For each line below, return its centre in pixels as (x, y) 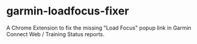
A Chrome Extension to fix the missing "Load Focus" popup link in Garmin (99, 28)
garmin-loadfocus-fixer (68, 11)
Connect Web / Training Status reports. (56, 34)
